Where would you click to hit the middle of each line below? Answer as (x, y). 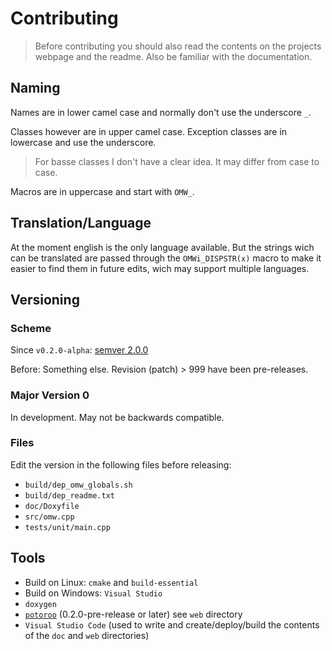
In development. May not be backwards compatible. (117, 417)
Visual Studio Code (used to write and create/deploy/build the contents (172, 624)
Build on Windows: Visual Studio (93, 593)
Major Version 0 (50, 395)
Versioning (45, 299)
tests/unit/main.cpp (67, 527)
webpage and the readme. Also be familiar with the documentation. (173, 56)
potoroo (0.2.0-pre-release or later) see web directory (133, 614)
